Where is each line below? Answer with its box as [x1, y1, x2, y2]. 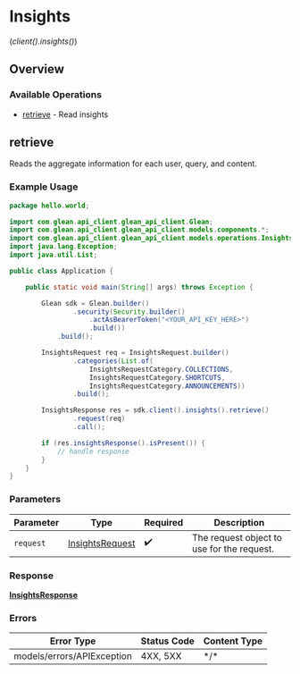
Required [144, 516, 184, 528]
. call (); [72, 423, 105, 432]
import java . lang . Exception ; [9, 242, 118, 251]
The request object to [191, 531, 283, 543]
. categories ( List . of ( [72, 356, 154, 366]
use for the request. [191, 543, 275, 555]
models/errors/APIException [13, 650, 132, 662]
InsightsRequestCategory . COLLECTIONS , [88, 365, 234, 374]
